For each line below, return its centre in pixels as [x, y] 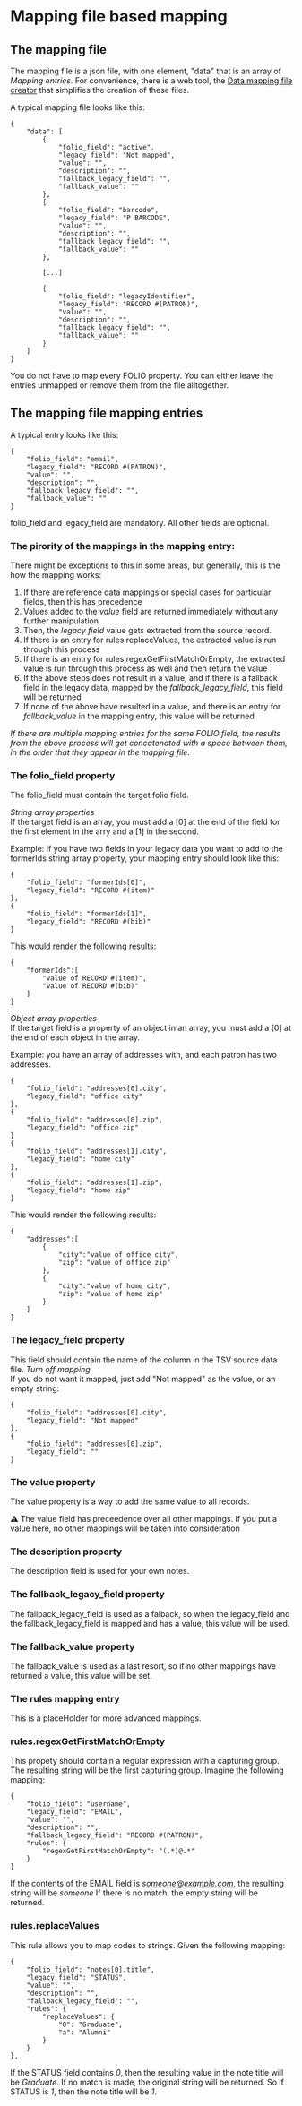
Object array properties [54, 1019]
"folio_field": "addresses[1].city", [97, 1152]
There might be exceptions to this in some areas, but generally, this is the [145, 565]
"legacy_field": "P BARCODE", [114, 218]
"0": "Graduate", [91, 2024]
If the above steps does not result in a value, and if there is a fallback [150, 678]
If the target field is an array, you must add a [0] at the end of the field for [145, 822]
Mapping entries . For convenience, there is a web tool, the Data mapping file [151, 81]
